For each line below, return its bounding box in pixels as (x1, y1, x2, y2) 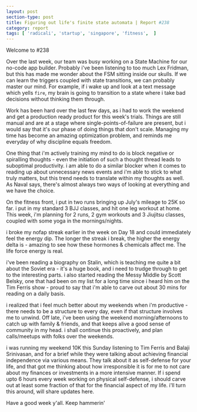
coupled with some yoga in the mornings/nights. (6, 217, 123, 224)
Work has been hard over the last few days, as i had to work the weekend (6, 107, 184, 114)
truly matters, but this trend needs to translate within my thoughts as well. (6, 175, 184, 182)
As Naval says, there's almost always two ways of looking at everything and (6, 181, 190, 188)
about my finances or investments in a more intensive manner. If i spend (6, 369, 181, 377)
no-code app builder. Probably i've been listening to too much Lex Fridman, (6, 64, 189, 71)
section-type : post (6, 14, 54, 20)
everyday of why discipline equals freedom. (6, 138, 112, 145)
